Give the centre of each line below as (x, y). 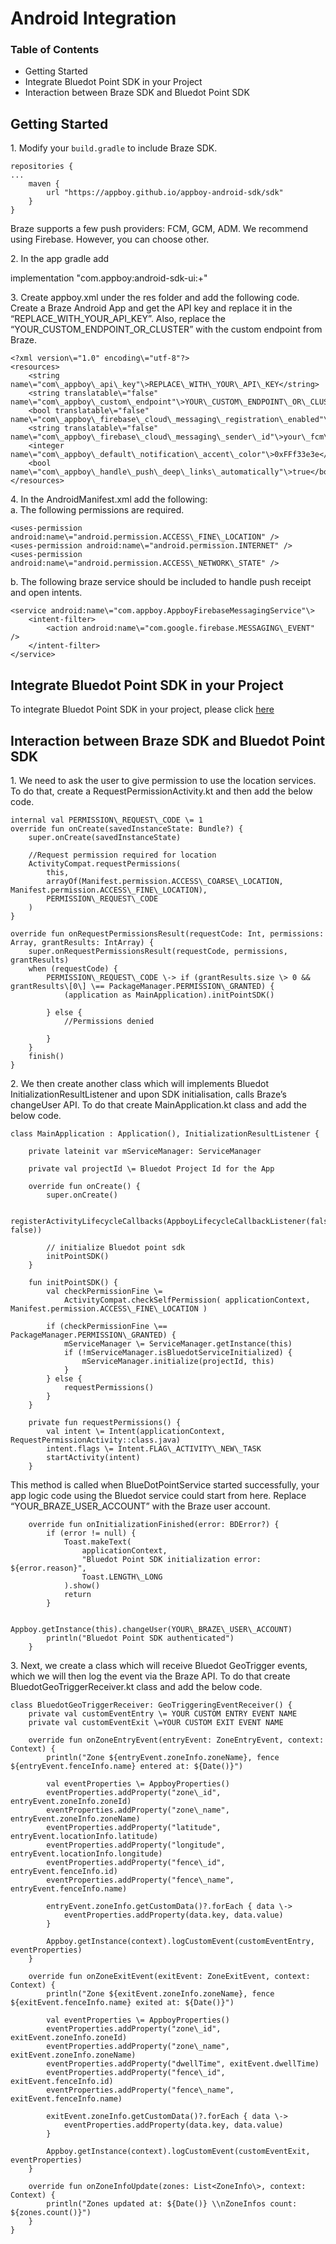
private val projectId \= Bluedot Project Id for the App (151, 1168)
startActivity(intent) (93, 1457)
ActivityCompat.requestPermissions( (105, 863)
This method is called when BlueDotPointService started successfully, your (165, 1484)
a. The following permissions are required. (97, 510)
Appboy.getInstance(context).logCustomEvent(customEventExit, (178, 2151)
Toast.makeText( (97, 1542)
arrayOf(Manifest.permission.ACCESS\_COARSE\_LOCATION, (165, 881)
